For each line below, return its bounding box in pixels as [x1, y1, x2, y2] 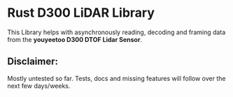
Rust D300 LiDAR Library [7, 5, 155, 21]
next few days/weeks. [7, 82, 71, 90]
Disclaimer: [7, 56, 58, 68]
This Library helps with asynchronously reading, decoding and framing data [7, 28, 226, 36]
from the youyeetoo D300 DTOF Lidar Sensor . [7, 35, 142, 43]
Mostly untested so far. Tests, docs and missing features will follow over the [7, 74, 226, 82]
